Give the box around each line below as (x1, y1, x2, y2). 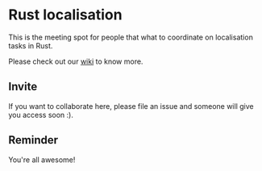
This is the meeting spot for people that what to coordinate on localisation (8, 32, 254, 42)
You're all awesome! (8, 155, 76, 165)
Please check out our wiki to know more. (8, 56, 143, 66)
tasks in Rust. (8, 40, 53, 50)
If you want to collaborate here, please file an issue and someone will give (8, 101, 254, 111)
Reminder (8, 133, 59, 147)
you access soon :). (8, 110, 74, 119)
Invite (8, 80, 38, 94)
